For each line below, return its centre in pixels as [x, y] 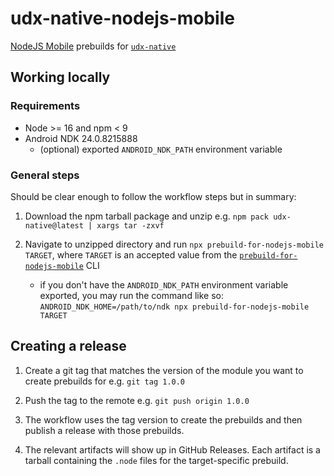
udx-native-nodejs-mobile [122, 18]
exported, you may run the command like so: [131, 295]
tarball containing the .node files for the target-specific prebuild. [156, 460]
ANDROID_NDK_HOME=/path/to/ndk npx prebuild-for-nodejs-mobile [174, 307]
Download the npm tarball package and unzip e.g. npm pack [147, 216]
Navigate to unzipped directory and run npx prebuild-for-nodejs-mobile [174, 244]
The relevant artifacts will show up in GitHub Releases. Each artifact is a [172, 449]
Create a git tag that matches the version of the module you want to [164, 370]
